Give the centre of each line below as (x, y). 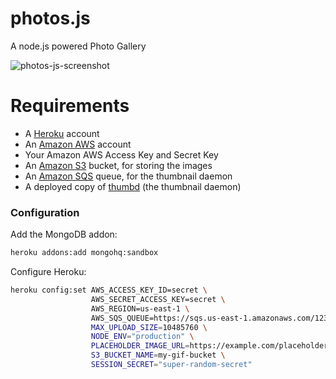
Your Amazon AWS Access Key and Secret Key (121, 154)
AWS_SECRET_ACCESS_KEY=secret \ (158, 299)
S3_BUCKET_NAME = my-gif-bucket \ (158, 355)
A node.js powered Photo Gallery (78, 46)
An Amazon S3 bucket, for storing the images (118, 165)
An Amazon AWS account (78, 144)
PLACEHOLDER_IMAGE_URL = (140, 346)
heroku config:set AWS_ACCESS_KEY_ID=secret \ (109, 290)
